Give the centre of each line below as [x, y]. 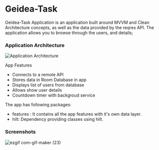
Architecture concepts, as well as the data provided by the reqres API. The [79, 27]
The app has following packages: [38, 105]
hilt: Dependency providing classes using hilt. [58, 119]
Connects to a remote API [38, 75]
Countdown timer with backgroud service [54, 95]
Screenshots [20, 132]
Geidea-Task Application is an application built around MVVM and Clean [77, 22]
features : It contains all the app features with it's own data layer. [77, 114]
